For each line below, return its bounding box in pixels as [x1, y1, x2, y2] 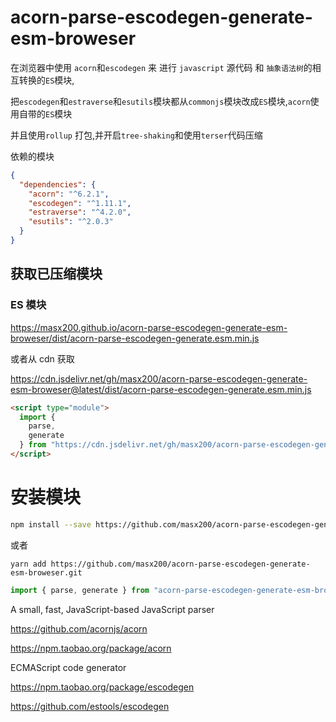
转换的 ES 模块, [18, 74, 75, 86]
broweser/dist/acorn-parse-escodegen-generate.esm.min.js [10, 332, 260, 344]
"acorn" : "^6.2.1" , [28, 189, 110, 199]
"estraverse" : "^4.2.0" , [28, 207, 132, 218]
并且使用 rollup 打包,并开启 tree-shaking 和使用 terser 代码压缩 [10, 129, 263, 141]
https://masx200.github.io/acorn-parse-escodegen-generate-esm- [10, 321, 288, 333]
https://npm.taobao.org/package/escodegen [10, 681, 195, 693]
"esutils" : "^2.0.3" [28, 217, 114, 227]
